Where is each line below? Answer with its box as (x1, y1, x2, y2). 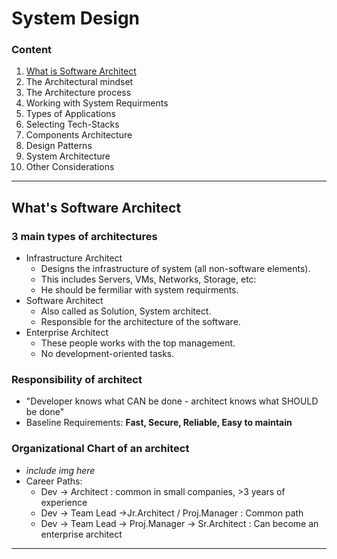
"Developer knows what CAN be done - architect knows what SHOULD (25, 395, 319, 407)
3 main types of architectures (11, 229, 158, 243)
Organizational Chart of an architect (11, 442, 190, 456)
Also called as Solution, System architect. (40, 305, 212, 317)
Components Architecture (25, 129, 133, 141)
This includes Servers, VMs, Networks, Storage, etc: (40, 273, 257, 286)
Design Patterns (25, 140, 93, 152)
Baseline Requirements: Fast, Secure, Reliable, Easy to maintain (25, 417, 293, 429)
